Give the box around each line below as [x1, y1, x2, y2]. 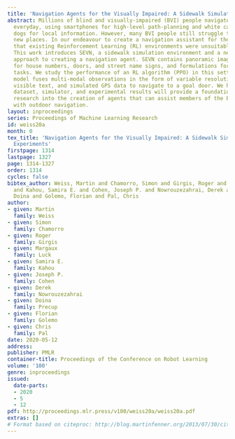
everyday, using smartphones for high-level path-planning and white [13, 23, 220, 30]
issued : [7, 375, 30, 382]
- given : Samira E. [7, 258, 64, 265]
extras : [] [7, 414, 39, 421]
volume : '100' [7, 363, 49, 370]
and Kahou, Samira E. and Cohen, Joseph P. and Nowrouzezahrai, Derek [13, 187, 224, 194]
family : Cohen [13, 278, 55, 285]
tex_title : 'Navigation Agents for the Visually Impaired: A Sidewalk [7, 134, 218, 141]
